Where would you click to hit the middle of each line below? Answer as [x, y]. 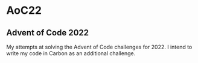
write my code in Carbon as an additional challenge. [71, 53]
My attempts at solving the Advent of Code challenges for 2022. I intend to [99, 47]
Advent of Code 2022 [48, 33]
